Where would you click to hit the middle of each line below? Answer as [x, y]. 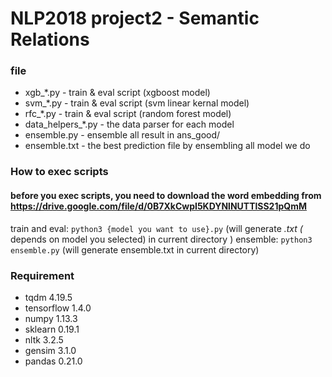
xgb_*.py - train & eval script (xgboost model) [117, 93]
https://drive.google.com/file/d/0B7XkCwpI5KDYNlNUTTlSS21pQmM [158, 206]
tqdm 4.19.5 [48, 297]
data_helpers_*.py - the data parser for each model [129, 124]
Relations [50, 39]
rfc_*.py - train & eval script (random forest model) [128, 114]
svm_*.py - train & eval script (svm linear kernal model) [137, 103]
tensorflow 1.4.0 [58, 308]
